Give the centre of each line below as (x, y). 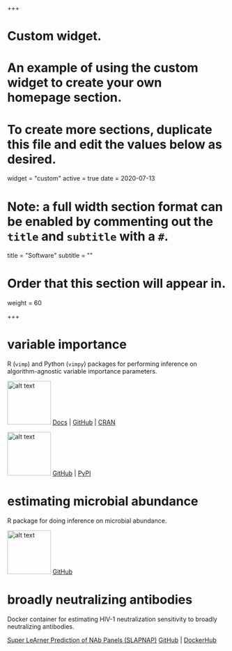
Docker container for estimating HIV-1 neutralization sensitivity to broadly (112, 619)
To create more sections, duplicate (110, 129)
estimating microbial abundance (103, 501)
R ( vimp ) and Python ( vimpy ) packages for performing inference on (102, 364)
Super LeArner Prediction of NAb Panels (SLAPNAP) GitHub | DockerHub (112, 640)
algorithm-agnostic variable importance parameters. (82, 372)
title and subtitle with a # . (88, 236)
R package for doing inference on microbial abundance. (87, 521)
